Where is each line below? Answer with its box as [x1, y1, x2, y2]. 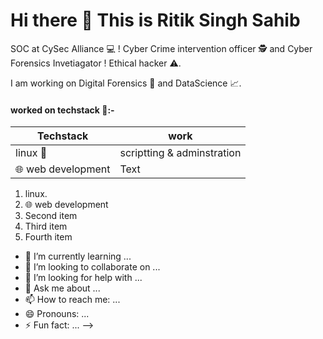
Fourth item [24, 231, 73, 243]
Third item [24, 220, 68, 233]
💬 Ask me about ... [24, 282, 101, 294]
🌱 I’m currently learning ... [24, 250, 132, 263]
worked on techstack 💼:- [10, 104, 115, 116]
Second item [24, 210, 78, 222]
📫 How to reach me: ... [24, 294, 121, 306]
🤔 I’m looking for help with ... [24, 272, 143, 284]
